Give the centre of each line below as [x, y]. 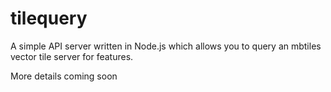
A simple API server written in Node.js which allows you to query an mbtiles [166, 46]
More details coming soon [64, 76]
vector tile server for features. [72, 56]
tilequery [49, 18]
